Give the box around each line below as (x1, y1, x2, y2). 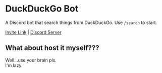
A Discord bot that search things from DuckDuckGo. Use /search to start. (5, 19, 157, 25)
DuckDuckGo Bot (5, 3, 79, 14)
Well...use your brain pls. (5, 57, 57, 63)
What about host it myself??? (5, 43, 99, 52)
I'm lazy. (5, 62, 23, 68)
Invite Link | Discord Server (5, 29, 62, 35)
